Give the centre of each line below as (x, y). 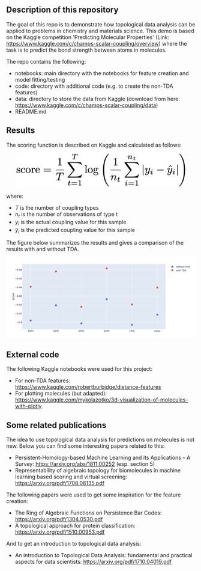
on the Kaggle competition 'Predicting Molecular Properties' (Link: (88, 37)
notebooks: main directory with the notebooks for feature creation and (102, 73)
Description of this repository (62, 10)
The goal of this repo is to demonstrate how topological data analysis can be (101, 24)
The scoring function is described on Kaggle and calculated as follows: (94, 145)
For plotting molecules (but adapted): (61, 394)
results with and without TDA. (43, 249)
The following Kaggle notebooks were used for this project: (79, 369)
